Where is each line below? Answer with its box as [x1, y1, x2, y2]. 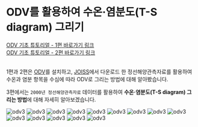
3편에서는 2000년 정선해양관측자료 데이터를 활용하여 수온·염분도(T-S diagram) [6, 88, 186, 96]
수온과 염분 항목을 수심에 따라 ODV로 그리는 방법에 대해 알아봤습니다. [6, 75, 169, 82]
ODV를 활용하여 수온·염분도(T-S [6, 5, 158, 19]
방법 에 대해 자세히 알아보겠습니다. [17, 96, 96, 103]
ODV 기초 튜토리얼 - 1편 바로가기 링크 [6, 41, 94, 48]
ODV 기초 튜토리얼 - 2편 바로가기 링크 [6, 49, 96, 56]
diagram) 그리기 [6, 20, 84, 34]
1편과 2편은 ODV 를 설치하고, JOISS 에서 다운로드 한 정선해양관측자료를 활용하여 [6, 68, 193, 75]
